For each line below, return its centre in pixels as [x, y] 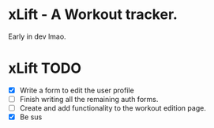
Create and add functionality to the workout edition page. [113, 108]
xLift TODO [45, 68]
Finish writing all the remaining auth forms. [89, 99]
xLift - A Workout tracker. [93, 15]
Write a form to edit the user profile [77, 90]
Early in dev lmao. [37, 36]
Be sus [31, 117]
